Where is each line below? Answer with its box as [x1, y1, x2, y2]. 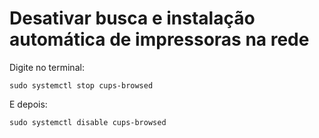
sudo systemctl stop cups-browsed [9, 80, 154, 91]
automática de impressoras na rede [9, 28, 310, 51]
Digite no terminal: [9, 61, 85, 73]
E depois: [9, 98, 48, 110]
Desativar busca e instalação [9, 7, 256, 30]
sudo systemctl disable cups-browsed [9, 117, 167, 127]
